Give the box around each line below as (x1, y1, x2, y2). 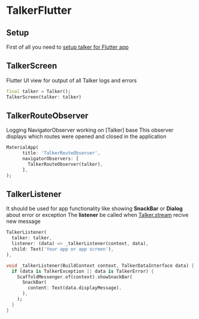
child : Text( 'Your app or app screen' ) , (11, 246, 114, 252)
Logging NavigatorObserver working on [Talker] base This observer (6, 127, 174, 134)
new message (6, 217, 41, 225)
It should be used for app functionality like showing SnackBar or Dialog (6, 205, 183, 212)
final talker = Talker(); (6, 88, 71, 94)
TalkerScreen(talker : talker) (6, 94, 82, 100)
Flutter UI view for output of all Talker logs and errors (6, 76, 137, 84)
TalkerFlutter (6, 4, 72, 17)
